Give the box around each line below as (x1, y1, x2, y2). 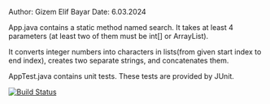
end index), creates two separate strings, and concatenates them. (8, 56, 229, 65)
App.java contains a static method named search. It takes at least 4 (8, 23, 234, 32)
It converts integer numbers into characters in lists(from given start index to (8, 47, 262, 56)
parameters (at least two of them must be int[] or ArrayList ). (8, 32, 209, 41)
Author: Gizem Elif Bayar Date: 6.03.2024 (8, 7, 146, 16)
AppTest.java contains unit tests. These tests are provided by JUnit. (8, 71, 234, 80)
